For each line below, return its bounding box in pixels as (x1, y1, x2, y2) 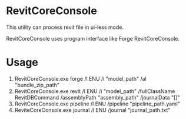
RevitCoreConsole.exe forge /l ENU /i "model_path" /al (14, 75, 147, 82)
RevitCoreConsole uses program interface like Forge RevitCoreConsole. (6, 35, 180, 42)
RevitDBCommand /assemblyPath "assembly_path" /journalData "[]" (14, 94, 180, 101)
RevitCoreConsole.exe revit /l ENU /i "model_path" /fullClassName (14, 87, 175, 95)
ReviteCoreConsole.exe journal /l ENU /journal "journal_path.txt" (14, 106, 171, 113)
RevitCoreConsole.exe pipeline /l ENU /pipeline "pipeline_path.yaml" (14, 100, 181, 107)
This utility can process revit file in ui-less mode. (6, 24, 124, 31)
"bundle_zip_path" (14, 81, 60, 88)
